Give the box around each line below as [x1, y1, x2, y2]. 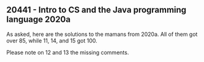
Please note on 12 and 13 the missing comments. [6, 49, 129, 56]
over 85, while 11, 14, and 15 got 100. [6, 36, 97, 44]
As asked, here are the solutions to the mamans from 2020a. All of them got [6, 30, 198, 38]
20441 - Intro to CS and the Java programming [6, 5, 187, 15]
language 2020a [6, 15, 71, 25]
